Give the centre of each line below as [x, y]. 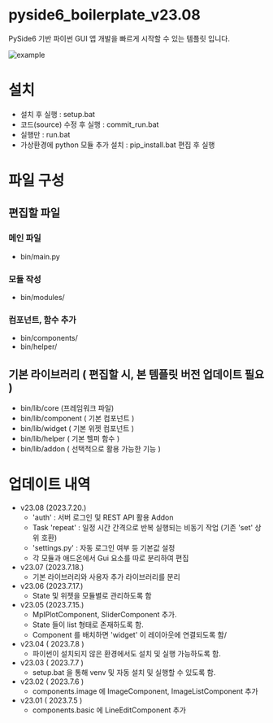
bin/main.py [40, 256]
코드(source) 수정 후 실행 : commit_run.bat [89, 124]
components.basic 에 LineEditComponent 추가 [109, 710]
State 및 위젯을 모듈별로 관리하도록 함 [92, 596]
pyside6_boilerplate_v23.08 [104, 15]
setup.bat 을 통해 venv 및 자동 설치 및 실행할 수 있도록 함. [124, 673]
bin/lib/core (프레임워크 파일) [67, 408]
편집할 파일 [35, 213]
